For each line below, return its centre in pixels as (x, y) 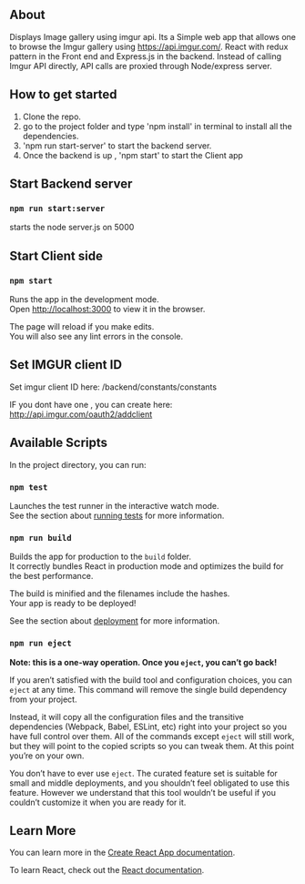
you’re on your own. (47, 756)
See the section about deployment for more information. (115, 621)
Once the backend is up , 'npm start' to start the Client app (133, 155)
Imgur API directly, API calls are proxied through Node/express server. (141, 66)
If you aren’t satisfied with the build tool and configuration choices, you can (151, 680)
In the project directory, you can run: (78, 464)
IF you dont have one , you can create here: (91, 404)
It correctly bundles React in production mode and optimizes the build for (147, 566)
